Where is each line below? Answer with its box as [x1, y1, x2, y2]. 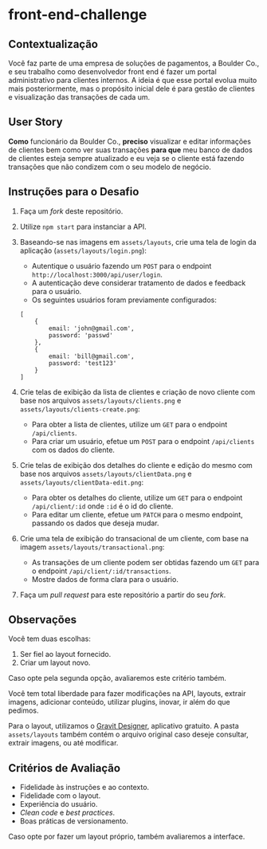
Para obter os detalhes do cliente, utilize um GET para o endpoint [31, 493, 243, 502]
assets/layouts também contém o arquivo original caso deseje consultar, [8, 729, 249, 739]
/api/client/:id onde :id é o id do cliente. [31, 501, 174, 511]
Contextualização [8, 37, 98, 51]
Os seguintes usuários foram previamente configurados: [31, 295, 217, 305]
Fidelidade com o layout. [19, 791, 101, 800]
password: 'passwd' [49, 331, 113, 340]
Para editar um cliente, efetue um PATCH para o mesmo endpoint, [31, 509, 243, 519]
